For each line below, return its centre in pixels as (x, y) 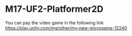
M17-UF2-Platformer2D (54, 9)
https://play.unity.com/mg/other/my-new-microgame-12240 (66, 28)
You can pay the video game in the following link (54, 23)
